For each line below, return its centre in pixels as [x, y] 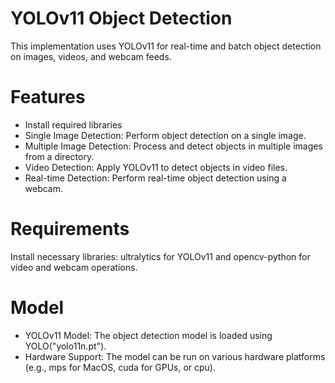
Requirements [70, 229]
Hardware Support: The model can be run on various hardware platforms [175, 356]
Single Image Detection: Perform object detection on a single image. [165, 135]
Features [48, 97]
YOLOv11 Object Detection [121, 18]
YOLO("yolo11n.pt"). [65, 346]
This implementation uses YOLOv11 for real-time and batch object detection [166, 46]
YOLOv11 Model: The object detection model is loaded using [148, 335]
